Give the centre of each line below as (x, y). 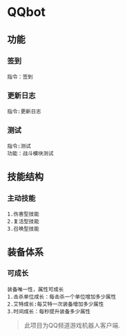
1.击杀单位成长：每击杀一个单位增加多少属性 (62, 297)
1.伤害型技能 (23, 214)
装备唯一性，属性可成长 (36, 289)
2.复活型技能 (23, 222)
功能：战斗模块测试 (30, 154)
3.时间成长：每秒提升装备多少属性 (49, 311)
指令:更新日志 (24, 112)
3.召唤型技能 (23, 229)
